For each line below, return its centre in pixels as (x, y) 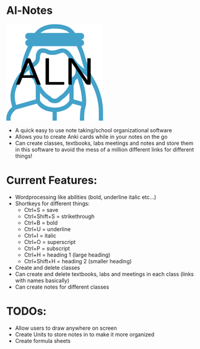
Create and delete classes (47, 267)
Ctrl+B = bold (41, 223)
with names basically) (42, 280)
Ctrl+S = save (41, 210)
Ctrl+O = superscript (50, 242)
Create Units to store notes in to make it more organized (85, 334)
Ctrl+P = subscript (47, 248)
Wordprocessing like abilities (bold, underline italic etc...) (85, 197)
